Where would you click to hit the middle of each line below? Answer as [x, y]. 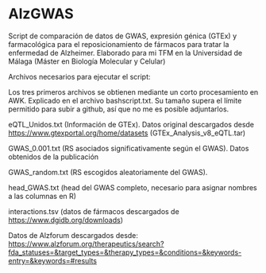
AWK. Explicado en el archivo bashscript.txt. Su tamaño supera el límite [125, 100]
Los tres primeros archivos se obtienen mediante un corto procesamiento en [133, 92]
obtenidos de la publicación [54, 157]
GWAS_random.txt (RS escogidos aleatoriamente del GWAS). [108, 172]
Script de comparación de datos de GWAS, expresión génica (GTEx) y [123, 36]
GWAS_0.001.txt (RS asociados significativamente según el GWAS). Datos [129, 148]
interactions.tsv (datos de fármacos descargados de [94, 211]
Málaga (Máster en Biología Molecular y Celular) [87, 61]
